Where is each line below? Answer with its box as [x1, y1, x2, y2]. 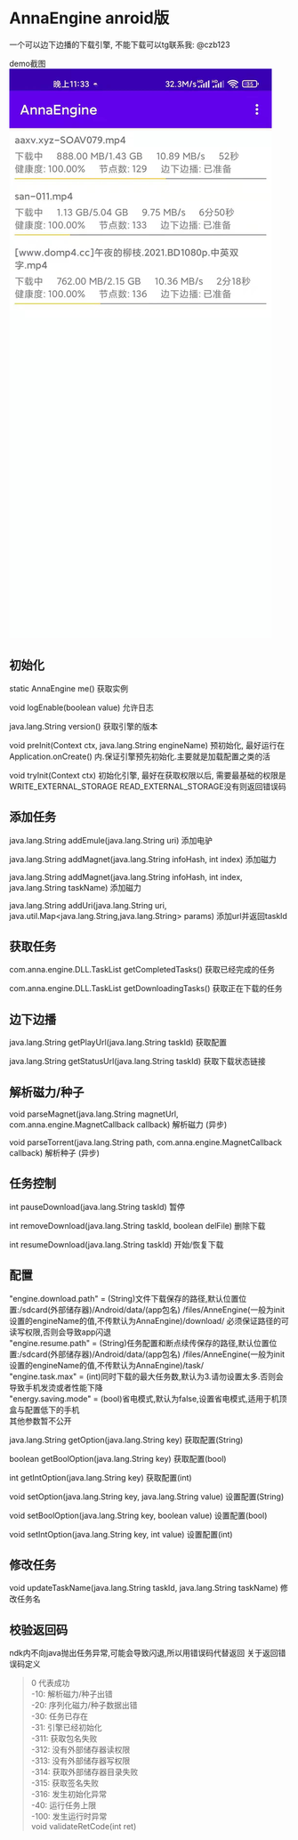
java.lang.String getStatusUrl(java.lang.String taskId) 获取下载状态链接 [9, 1056, 266, 1067]
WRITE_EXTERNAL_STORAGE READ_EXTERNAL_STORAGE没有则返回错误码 [9, 780, 286, 792]
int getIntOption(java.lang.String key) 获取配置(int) [9, 1472, 193, 1482]
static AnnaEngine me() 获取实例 [9, 682, 129, 694]
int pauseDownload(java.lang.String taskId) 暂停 [9, 1201, 185, 1212]
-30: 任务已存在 [30, 1711, 89, 1722]
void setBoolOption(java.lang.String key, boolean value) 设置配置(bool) [9, 1510, 268, 1521]
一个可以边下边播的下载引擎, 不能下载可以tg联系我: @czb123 [9, 39, 230, 50]
